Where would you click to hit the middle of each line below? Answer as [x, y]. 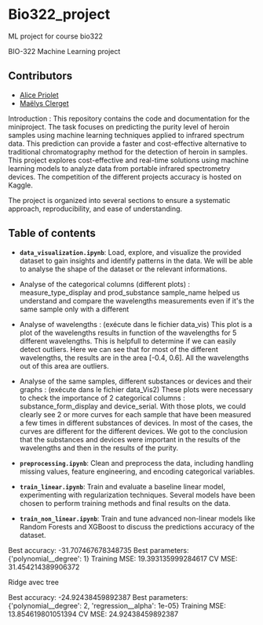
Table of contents [52, 233]
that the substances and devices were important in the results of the [130, 439]
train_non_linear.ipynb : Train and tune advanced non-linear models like [137, 518]
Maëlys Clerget [44, 103]
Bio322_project [59, 15]
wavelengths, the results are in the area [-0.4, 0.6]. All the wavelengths [134, 358]
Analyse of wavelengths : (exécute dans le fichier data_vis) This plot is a [136, 324]
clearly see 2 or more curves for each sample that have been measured [135, 414]
